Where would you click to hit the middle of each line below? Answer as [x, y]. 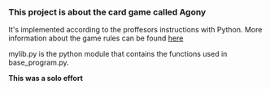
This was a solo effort [46, 78]
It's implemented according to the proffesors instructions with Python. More [135, 30]
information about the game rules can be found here [96, 38]
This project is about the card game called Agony [107, 12]
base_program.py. [39, 62]
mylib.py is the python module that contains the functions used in [118, 54]
